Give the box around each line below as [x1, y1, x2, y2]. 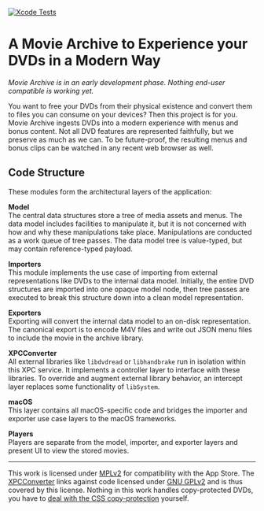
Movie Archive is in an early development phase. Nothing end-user [8, 77, 225, 87]
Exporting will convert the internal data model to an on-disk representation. [8, 316, 251, 326]
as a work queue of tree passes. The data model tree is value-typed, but [8, 235, 243, 245]
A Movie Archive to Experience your [8, 35, 248, 53]
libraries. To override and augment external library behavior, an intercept [8, 373, 243, 383]
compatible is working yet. [8, 86, 94, 95]
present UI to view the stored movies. [8, 446, 130, 455]
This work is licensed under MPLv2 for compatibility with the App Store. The [8, 468, 255, 478]
